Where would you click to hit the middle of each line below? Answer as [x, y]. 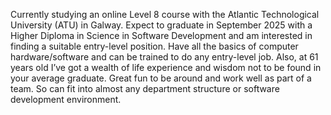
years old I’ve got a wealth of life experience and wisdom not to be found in [166, 67]
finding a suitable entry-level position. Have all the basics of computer [154, 46]
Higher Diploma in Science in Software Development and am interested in [161, 35]
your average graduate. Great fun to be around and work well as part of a [161, 78]
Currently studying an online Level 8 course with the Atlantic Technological [165, 14]
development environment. [66, 99]
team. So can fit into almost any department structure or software [145, 88]
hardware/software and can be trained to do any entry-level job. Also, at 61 [164, 57]
